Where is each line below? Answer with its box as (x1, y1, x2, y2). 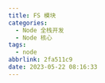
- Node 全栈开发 (15, 26, 65, 34)
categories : (8, 19, 48, 27)
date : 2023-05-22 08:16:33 (8, 63, 98, 71)
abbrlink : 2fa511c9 (8, 56, 73, 64)
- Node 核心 (15, 33, 53, 42)
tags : (8, 41, 26, 49)
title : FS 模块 (8, 11, 56, 20)
